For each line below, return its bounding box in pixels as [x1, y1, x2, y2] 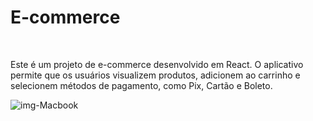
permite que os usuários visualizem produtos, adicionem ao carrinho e [10, 69, 301, 81]
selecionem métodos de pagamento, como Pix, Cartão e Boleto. [10, 79, 273, 91]
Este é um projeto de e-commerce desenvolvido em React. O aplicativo [10, 58, 304, 70]
